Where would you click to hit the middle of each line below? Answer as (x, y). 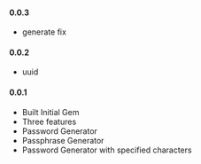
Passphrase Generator (63, 140)
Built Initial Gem (50, 112)
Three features (49, 121)
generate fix (44, 32)
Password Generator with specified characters (107, 150)
